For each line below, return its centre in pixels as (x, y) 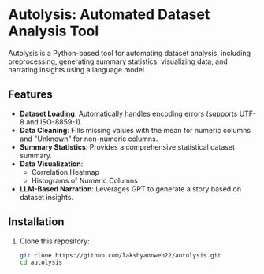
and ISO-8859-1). (54, 122)
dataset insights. (46, 197)
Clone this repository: (54, 241)
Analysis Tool (54, 31)
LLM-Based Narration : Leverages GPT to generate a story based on (130, 189)
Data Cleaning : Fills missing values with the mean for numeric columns (135, 130)
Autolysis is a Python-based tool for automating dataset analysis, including (129, 53)
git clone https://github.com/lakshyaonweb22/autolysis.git (120, 255)
